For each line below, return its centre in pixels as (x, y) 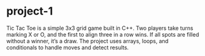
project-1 (30, 11)
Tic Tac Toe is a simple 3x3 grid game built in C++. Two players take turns (100, 28)
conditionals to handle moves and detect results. (68, 47)
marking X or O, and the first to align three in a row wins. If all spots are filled (103, 34)
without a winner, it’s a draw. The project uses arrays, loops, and (88, 41)
